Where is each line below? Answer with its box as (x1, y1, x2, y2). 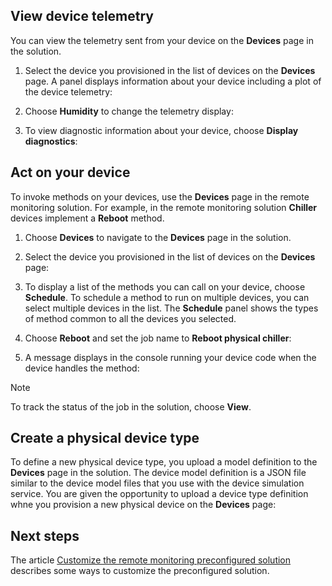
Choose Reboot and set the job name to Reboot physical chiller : (24, 332, 292, 344)
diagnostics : (24, 135, 78, 147)
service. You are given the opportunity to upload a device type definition (10, 488, 309, 500)
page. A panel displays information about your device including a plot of (24, 75, 322, 87)
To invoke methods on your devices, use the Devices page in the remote (10, 190, 310, 203)
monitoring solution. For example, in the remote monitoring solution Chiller (10, 201, 318, 213)
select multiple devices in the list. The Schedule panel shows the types (24, 302, 319, 314)
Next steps (10, 527, 80, 544)
